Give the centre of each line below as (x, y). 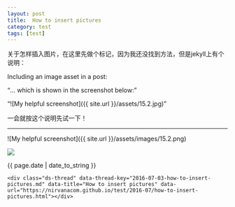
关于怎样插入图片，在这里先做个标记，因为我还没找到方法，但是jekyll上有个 (116, 54)
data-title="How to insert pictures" (103, 185)
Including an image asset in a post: (57, 77)
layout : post (26, 14)
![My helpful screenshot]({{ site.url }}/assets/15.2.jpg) (87, 104)
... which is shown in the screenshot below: (72, 90)
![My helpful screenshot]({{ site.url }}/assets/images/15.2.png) (97, 139)
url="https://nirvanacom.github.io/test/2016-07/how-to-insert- (103, 191)
